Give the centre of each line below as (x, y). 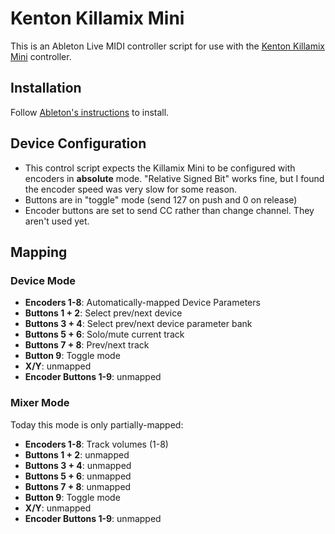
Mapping (39, 252)
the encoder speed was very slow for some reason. (131, 189)
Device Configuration (78, 143)
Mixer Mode (40, 403)
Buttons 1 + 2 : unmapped (77, 454)
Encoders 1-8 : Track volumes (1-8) (96, 444)
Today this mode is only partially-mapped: (97, 424)
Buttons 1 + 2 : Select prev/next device (103, 313)
